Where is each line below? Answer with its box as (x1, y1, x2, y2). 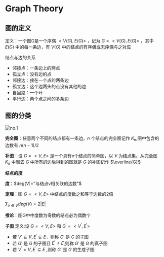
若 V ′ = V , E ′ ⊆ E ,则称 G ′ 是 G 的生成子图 (12, 246, 95, 252)
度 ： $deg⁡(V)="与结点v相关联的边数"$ (5, 181, 82, 186)
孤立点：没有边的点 (12, 71, 52, 77)
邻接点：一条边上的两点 (12, 65, 60, 71)
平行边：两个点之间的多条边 (12, 96, 69, 102)
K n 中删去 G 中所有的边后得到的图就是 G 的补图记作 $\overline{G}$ (5, 159, 141, 166)
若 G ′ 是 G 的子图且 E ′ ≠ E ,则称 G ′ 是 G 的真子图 (12, 239, 108, 246)
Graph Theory (5, 3, 64, 14)
